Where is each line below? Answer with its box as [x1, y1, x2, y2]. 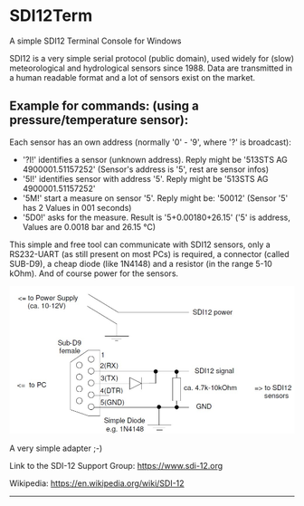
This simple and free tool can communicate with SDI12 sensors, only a [9, 239, 271, 250]
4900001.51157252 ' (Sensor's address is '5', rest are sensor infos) [22, 164, 270, 175]
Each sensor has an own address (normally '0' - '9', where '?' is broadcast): [9, 137, 291, 148]
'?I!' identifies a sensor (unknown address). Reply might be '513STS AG [22, 154, 288, 165]
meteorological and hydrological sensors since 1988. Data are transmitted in [9, 62, 292, 73]
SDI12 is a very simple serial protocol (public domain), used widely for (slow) [9, 53, 295, 63]
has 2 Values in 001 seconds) [22, 202, 132, 213]
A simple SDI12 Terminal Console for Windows [9, 35, 182, 46]
